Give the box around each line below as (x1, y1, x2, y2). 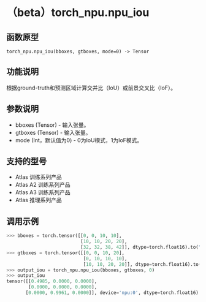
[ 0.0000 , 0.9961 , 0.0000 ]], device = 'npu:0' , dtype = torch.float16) (25, 290, 199, 296)
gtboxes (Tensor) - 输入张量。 (15, 129, 91, 136)
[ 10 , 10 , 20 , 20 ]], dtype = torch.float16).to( (83, 261, 202, 267)
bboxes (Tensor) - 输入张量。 (15, 121, 90, 129)
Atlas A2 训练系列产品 (15, 181, 71, 189)
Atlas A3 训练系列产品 (15, 189, 71, 196)
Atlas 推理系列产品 (15, 197, 63, 204)
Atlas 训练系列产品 (15, 173, 63, 181)
